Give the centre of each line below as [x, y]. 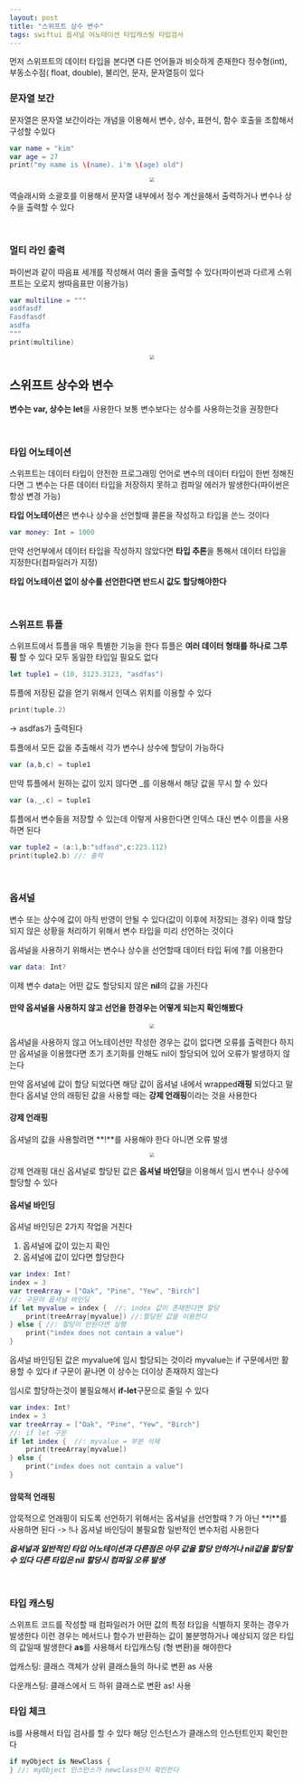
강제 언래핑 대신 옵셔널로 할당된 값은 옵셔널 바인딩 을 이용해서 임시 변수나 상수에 [149, 1171]
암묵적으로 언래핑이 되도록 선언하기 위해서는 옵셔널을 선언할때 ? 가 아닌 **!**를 [148, 1518]
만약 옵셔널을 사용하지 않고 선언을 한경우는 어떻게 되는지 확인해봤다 [126, 1008]
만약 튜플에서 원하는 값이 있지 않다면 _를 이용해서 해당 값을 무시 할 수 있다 [139, 782]
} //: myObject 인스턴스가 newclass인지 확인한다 [94, 1769]
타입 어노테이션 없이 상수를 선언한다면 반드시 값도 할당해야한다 [118, 581]
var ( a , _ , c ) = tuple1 [50, 800]
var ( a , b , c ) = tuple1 [50, 764]
